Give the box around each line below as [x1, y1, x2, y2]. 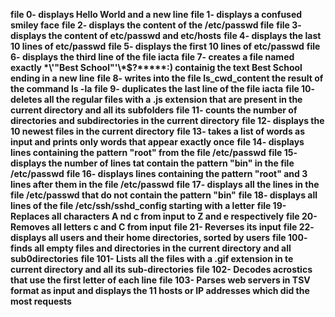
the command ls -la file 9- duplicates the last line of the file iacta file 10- [10, 83, 316, 94]
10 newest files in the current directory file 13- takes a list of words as [10, 125, 306, 137]
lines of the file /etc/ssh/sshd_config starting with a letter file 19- [10, 200, 287, 211]
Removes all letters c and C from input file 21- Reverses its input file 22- [10, 221, 315, 233]
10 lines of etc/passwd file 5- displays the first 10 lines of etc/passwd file [10, 40, 321, 52]
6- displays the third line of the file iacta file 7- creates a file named [10, 51, 295, 63]
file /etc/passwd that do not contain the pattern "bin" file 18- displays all [10, 189, 318, 201]
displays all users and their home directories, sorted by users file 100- [10, 232, 308, 243]
